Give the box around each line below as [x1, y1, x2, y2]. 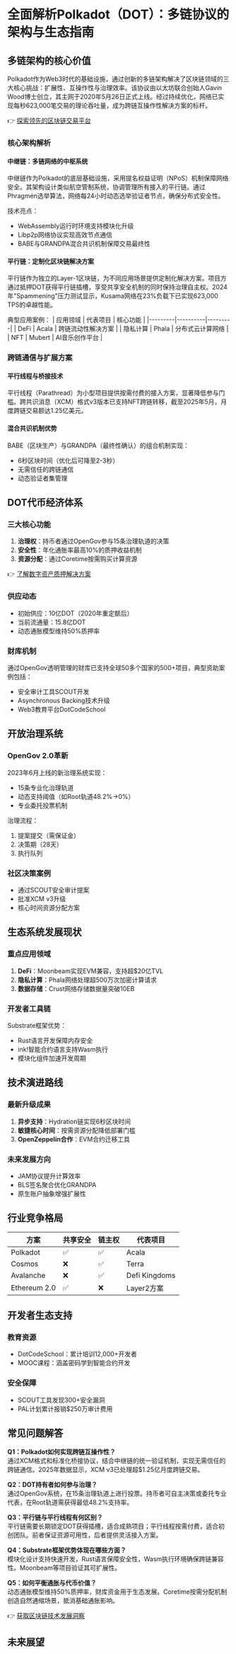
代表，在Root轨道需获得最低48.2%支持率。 [7, 1497, 133, 1506]
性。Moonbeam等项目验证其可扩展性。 [7, 1563, 122, 1572]
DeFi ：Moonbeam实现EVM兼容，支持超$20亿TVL [17, 966, 164, 975]
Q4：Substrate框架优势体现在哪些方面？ [7, 1546, 126, 1554]
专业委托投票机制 [17, 801, 68, 810]
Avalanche [11, 1270, 46, 1280]
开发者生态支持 [7, 1310, 73, 1322]
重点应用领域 [7, 949, 52, 959]
